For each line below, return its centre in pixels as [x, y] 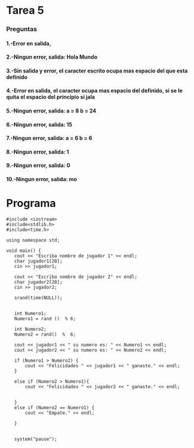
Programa [31, 203]
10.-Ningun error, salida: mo [42, 179]
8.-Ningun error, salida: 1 [38, 152]
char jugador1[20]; [38, 261]
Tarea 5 [25, 10]
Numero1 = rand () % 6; [45, 319]
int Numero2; [30, 329]
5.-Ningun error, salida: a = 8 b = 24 [51, 111]
